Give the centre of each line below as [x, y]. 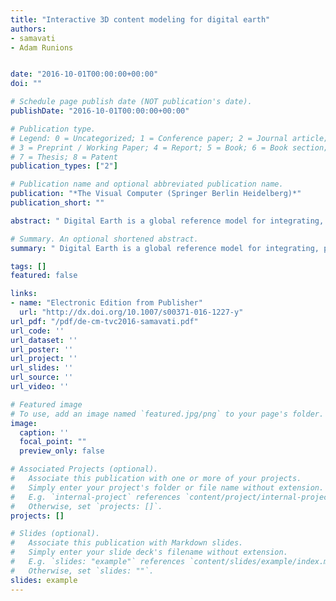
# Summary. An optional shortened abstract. [104, 239]
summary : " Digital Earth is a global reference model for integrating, [165, 248]
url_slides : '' [42, 368]
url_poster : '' [42, 349]
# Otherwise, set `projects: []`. [86, 506]
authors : [28, 29]
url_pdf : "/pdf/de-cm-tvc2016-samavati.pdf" [104, 321]
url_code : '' [37, 331]
